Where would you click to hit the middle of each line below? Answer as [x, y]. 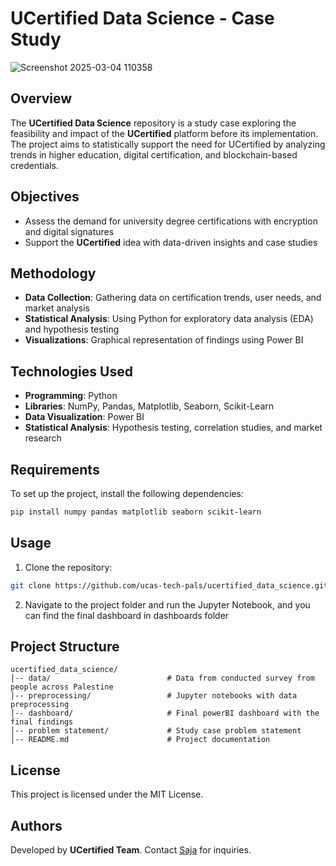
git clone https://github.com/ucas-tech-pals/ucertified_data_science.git [169, 585]
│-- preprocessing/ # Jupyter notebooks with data [154, 696]
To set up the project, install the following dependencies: [127, 493]
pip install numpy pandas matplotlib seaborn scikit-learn [136, 512]
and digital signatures [69, 231]
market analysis [57, 308]
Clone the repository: [68, 567]
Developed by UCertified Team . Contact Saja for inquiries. [131, 850]
